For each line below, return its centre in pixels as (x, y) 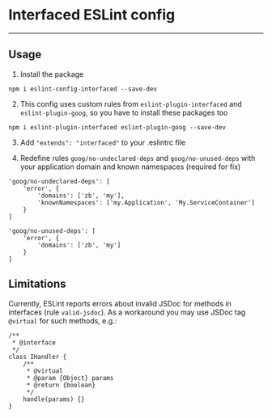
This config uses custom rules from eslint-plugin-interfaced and (131, 103)
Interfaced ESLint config (92, 15)
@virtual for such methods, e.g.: (63, 320)
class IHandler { (38, 357)
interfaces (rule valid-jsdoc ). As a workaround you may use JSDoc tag (127, 312)
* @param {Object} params (70, 378)
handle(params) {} (54, 399)
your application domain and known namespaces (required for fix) (130, 167)
